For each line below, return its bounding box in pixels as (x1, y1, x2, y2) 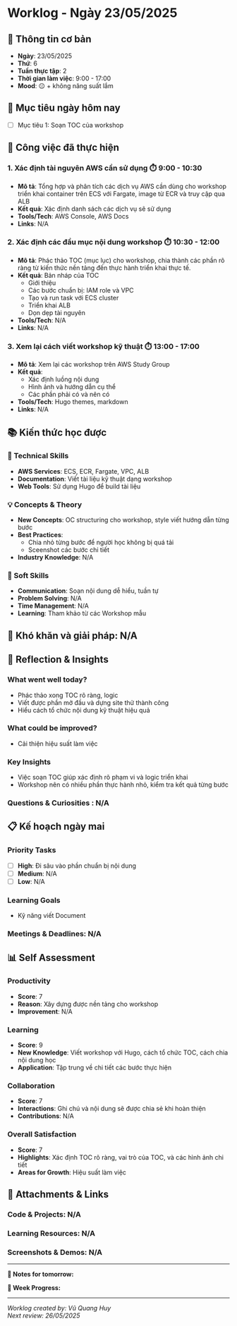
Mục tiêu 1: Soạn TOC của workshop (17, 121, 124, 129)
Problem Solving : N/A (17, 594, 83, 603)
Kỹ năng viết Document (17, 911, 86, 920)
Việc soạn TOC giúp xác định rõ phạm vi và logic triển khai (17, 773, 188, 782)
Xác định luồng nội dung (28, 375, 99, 383)
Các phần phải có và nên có (28, 390, 110, 399)
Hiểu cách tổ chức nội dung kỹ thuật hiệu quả (17, 706, 150, 714)
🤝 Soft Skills (7, 571, 49, 581)
